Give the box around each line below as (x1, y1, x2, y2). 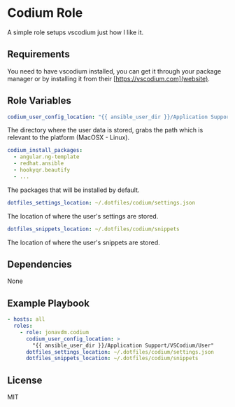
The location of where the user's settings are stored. (7, 212, 159, 220)
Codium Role (7, 5, 83, 21)
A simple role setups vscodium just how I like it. (7, 28, 144, 36)
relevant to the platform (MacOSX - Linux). (7, 133, 130, 142)
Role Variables (7, 95, 71, 106)
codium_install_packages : (7, 147, 83, 154)
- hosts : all (7, 316, 45, 323)
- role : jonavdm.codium (20, 329, 90, 336)
